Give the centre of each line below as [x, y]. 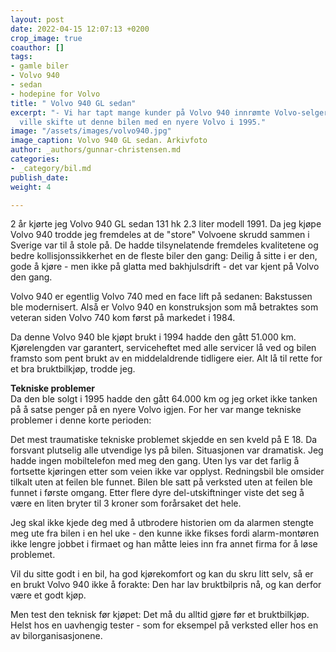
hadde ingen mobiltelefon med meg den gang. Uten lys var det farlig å [155, 461]
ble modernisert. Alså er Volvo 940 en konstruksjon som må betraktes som [164, 307]
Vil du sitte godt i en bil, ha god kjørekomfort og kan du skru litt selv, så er [162, 574]
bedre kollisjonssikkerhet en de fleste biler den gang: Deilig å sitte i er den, [164, 256]
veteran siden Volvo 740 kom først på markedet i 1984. [123, 318]
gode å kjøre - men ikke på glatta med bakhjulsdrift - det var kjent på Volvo [165, 267]
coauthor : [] [37, 47]
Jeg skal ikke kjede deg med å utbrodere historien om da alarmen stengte [162, 523]
